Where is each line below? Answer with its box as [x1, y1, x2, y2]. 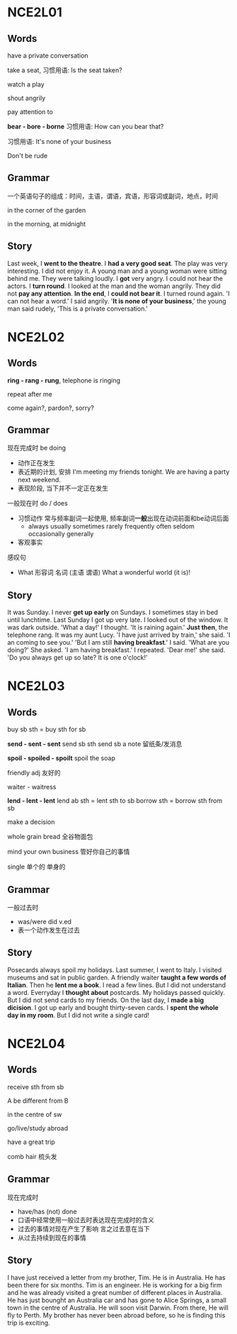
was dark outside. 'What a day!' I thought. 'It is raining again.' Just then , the [7, 623, 229, 632]
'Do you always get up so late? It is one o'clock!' [7, 653, 148, 662]
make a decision [7, 818, 55, 826]
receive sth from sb [7, 1082, 64, 1091]
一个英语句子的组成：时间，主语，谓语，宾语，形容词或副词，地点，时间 [7, 191, 218, 200]
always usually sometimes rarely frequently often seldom [28, 522, 195, 530]
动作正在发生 [17, 459, 55, 467]
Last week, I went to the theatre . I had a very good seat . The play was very [7, 259, 229, 267]
